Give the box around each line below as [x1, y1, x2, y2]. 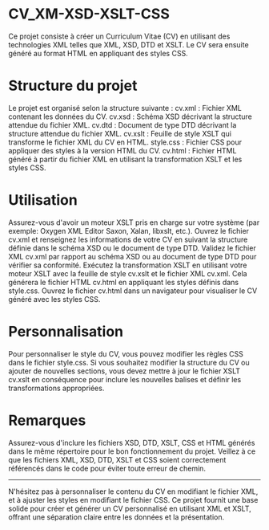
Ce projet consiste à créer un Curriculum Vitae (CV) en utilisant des [8, 31, 231, 41]
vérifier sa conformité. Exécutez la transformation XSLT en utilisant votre [8, 260, 247, 270]
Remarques [8, 411, 86, 430]
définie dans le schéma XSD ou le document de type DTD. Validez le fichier [8, 243, 256, 253]
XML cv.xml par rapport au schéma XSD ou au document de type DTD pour [8, 251, 257, 261]
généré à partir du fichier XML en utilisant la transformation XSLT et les [8, 154, 243, 164]
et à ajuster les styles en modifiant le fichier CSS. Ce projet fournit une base [8, 495, 259, 504]
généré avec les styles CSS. [8, 294, 101, 304]
